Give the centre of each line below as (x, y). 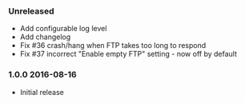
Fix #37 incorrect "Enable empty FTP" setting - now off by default (129, 54)
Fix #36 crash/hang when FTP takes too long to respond (113, 46)
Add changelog (45, 37)
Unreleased (31, 11)
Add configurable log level (63, 29)
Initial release (42, 92)
